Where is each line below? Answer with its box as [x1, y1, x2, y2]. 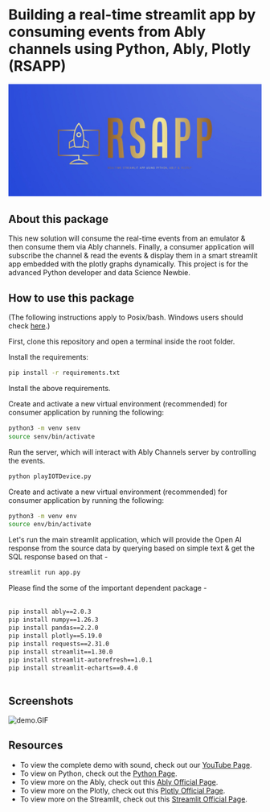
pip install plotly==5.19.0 [8, 632, 103, 641]
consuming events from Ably [8, 23, 207, 41]
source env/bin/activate [8, 521, 92, 529]
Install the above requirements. [8, 383, 111, 393]
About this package [8, 212, 108, 226]
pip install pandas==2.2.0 [8, 624, 99, 633]
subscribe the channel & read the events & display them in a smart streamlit [8, 251, 259, 261]
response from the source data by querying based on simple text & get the [8, 543, 256, 553]
